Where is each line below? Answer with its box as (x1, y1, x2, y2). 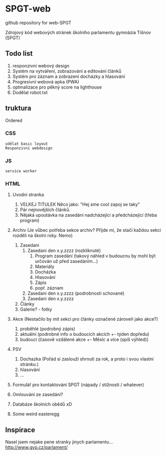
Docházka (35, 269, 56, 275)
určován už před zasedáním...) (35, 258, 98, 264)
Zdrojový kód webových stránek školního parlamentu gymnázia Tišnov (5, 29, 151, 35)
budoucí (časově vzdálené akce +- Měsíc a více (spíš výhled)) (20, 336, 149, 342)
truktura (5, 104, 32, 113)
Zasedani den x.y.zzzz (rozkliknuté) (27, 247, 101, 254)
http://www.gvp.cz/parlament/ (5, 444, 68, 450)
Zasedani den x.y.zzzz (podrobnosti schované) (27, 290, 124, 297)
